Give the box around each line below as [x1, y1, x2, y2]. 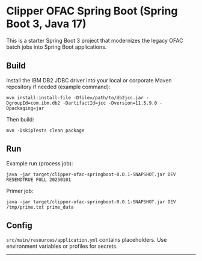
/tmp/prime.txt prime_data [6, 204, 74, 210]
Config [6, 220, 32, 230]
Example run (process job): [6, 159, 73, 167]
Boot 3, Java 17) [6, 17, 87, 31]
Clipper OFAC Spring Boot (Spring [6, 4, 178, 18]
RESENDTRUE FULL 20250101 [6, 176, 71, 183]
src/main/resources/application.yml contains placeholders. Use [6, 236, 167, 244]
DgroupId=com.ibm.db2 [6, 100, 61, 106]
